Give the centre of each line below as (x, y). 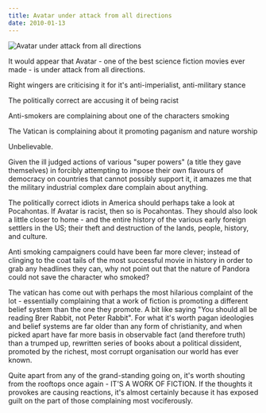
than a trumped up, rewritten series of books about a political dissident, (125, 343)
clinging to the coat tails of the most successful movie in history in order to (130, 260)
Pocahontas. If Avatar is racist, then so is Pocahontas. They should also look (133, 210)
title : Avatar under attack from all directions (90, 15)
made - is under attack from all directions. (77, 69)
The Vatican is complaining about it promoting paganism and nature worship (133, 131)
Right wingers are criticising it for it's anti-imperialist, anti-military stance (127, 85)
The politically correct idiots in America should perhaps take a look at (121, 203)
